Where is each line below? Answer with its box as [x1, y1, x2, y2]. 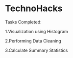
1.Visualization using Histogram [5, 28, 69, 34]
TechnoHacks [5, 3, 63, 14]
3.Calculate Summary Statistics [5, 47, 68, 53]
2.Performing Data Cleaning [5, 38, 61, 44]
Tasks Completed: [5, 19, 42, 25]
